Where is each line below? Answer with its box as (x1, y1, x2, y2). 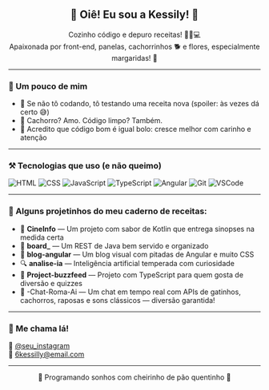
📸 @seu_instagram (8, 341, 70, 350)
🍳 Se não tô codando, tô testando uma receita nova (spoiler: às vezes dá (19, 99, 260, 109)
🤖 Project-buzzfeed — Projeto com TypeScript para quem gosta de (19, 269, 244, 280)
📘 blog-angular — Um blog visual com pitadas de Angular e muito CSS (19, 249, 255, 259)
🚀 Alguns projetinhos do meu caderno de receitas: (8, 205, 207, 217)
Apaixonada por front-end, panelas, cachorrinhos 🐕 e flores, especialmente (9, 42, 260, 51)
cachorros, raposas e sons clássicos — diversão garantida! (19, 295, 215, 304)
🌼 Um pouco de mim (8, 81, 88, 92)
